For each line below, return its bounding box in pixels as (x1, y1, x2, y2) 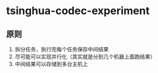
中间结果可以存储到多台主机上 (14, 61, 88, 67)
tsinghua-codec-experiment (6, 4, 150, 18)
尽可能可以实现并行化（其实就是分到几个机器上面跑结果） (14, 53, 156, 60)
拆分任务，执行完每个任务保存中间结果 (14, 46, 109, 52)
